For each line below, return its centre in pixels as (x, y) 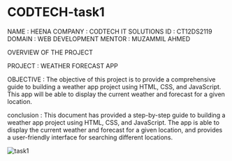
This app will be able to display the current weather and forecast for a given (116, 94)
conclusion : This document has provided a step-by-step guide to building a (116, 115)
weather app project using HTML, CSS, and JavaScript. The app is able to (114, 122)
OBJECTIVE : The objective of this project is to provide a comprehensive (111, 79)
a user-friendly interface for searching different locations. (90, 137)
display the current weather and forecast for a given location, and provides (115, 130)
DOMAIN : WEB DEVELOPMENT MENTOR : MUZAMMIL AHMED (99, 38)
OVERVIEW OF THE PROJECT (50, 52)
